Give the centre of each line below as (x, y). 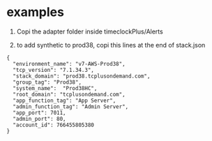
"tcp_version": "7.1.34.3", (54, 70)
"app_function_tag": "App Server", (65, 101)
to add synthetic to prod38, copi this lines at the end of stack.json (111, 45)
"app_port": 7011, (40, 112)
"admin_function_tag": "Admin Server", (71, 106)
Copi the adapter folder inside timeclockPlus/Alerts (90, 31)
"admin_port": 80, (40, 119)
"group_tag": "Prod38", (47, 82)
